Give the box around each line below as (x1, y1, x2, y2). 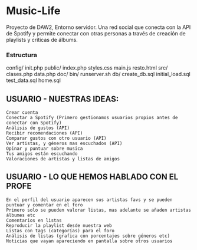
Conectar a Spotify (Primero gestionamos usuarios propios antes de (6, 115, 178, 121)
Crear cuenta (6, 110, 38, 116)
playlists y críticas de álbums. (6, 36, 78, 43)
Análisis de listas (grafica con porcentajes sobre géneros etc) (6, 233, 170, 239)
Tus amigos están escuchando (6, 151, 78, 157)
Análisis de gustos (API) (6, 125, 70, 131)
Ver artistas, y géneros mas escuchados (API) (6, 140, 123, 147)
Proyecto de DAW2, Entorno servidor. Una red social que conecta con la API (6, 24, 191, 31)
